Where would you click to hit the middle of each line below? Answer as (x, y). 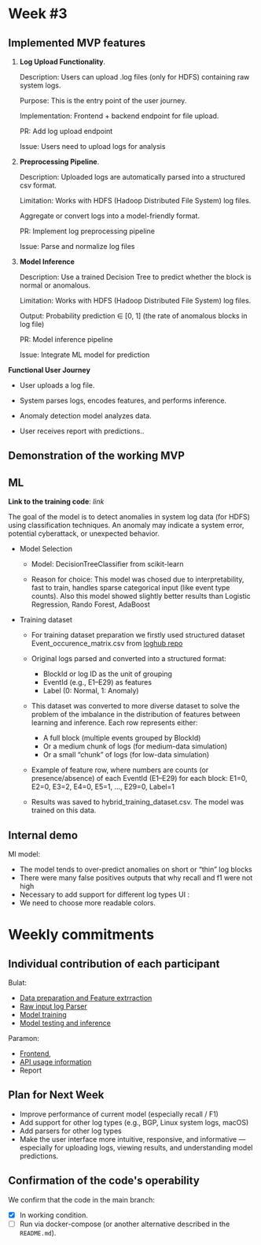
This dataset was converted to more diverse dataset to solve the (135, 706)
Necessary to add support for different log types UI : (105, 894)
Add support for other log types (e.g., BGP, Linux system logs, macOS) (134, 1122)
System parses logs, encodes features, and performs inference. (123, 400)
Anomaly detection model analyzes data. (85, 416)
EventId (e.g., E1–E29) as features (97, 682)
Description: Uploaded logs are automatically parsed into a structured (132, 177)
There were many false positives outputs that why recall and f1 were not (136, 878)
